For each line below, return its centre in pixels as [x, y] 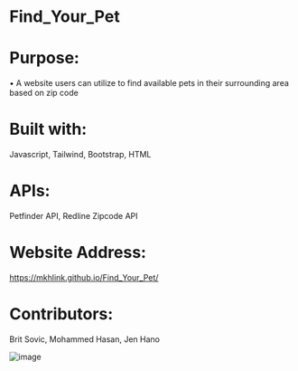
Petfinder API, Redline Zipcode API [74, 216]
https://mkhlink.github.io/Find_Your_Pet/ [84, 277]
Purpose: [44, 58]
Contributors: [61, 314]
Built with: [48, 129]
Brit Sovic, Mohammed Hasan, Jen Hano [85, 339]
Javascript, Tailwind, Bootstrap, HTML [80, 155]
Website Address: [78, 253]
